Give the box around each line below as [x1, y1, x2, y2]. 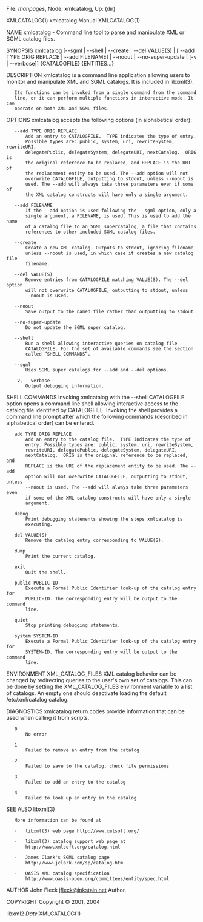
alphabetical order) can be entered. [6, 419, 95, 427]
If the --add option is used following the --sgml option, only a [25, 208, 197, 214]
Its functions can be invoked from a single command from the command [14, 90, 197, 96]
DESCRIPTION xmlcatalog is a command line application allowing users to [6, 72, 190, 78]
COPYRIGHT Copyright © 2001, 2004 [6, 898, 100, 905]
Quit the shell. [25, 569, 67, 575]
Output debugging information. [25, 383, 104, 389]
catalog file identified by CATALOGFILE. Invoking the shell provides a [6, 407, 178, 413]
